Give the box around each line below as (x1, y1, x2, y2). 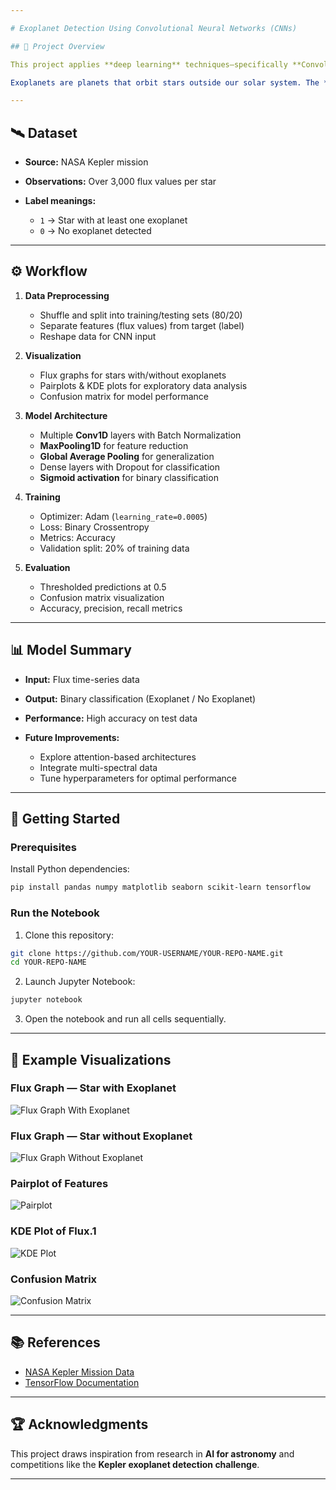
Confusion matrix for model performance (39, 390, 209, 402)
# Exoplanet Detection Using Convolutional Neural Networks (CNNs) (10, 23, 298, 33)
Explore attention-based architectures (39, 751, 197, 763)
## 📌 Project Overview (10, 41, 105, 51)
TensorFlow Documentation (24, 1376, 140, 1388)
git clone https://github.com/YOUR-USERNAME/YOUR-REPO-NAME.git (10, 948, 284, 958)
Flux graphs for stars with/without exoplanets (39, 369, 227, 381)
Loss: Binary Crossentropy (39, 521, 150, 533)
